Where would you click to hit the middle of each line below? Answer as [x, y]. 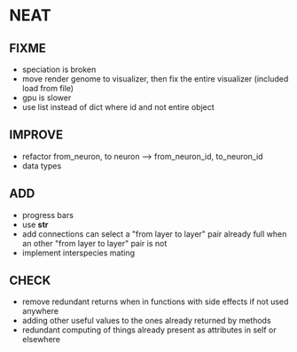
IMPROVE [36, 135]
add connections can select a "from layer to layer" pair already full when [154, 234]
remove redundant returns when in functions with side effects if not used [155, 301]
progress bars [47, 215]
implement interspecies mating [78, 253]
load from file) [47, 88]
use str [35, 224]
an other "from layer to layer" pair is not [94, 243]
